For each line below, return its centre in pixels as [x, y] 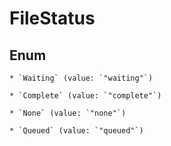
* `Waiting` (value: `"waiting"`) [81, 78]
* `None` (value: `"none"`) [68, 113]
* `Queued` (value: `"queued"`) [76, 131]
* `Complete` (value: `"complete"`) [85, 96]
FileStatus [52, 18]
